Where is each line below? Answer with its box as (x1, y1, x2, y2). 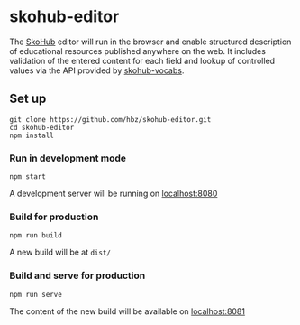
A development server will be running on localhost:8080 (9, 188, 218, 200)
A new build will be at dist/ (9, 246, 111, 258)
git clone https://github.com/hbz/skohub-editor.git (9, 115, 212, 124)
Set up (9, 91, 47, 107)
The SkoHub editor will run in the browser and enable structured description (9, 36, 292, 47)
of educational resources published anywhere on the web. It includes (9, 45, 266, 56)
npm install (9, 131, 54, 140)
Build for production (9, 210, 99, 223)
